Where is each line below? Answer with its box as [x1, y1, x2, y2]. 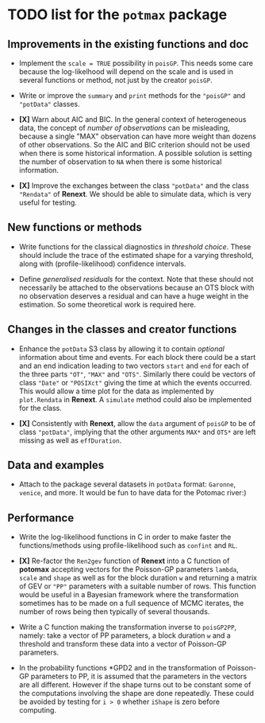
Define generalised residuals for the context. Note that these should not [18, 274, 254, 283]
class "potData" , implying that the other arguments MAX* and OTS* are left [18, 427, 256, 436]
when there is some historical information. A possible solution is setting [18, 149, 252, 158]
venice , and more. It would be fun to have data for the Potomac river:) [18, 488, 247, 498]
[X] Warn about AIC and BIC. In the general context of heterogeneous [18, 115, 247, 124]
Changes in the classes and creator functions [7, 322, 237, 336]
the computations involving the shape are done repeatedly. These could [18, 689, 255, 698]
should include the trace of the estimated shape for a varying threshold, [18, 250, 254, 260]
